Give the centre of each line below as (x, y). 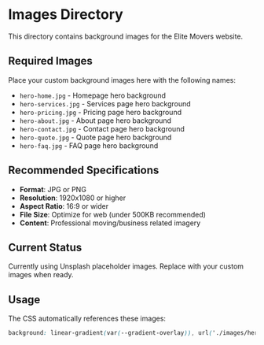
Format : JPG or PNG (53, 189)
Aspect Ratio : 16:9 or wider (64, 206)
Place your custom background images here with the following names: (122, 80)
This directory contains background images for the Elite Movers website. (126, 36)
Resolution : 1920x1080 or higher (73, 198)
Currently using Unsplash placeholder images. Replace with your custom (126, 266)
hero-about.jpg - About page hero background (95, 121)
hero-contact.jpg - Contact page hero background (102, 128)
